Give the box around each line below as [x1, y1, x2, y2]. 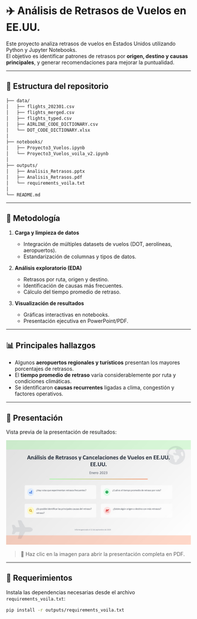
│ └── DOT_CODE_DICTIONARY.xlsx [6, 127, 91, 133]
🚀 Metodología [6, 214, 60, 224]
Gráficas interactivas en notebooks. [23, 311, 110, 318]
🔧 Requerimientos [6, 573, 73, 583]
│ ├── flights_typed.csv [6, 115, 72, 121]
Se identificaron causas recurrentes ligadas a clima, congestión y [14, 384, 175, 391]
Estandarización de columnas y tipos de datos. [23, 253, 137, 260]
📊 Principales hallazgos [6, 340, 96, 350]
